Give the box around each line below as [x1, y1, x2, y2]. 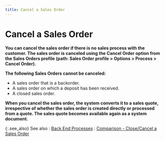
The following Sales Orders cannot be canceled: [5, 70, 106, 76]
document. [5, 116, 28, 122]
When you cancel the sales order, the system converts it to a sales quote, [5, 100, 159, 106]
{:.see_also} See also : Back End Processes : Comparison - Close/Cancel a [5, 125, 157, 131]
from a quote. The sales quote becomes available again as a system [5, 110, 147, 116]
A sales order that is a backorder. [12, 80, 80, 86]
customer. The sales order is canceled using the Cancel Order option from [5, 50, 161, 56]
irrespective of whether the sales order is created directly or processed [5, 105, 155, 111]
